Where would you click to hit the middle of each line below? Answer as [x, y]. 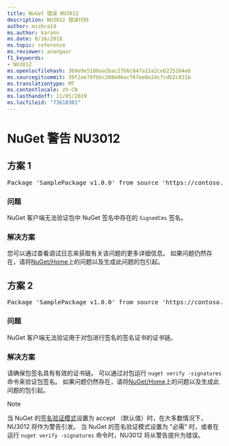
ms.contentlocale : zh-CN [42, 90]
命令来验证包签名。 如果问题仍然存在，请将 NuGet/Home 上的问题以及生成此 [113, 382]
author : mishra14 [32, 26]
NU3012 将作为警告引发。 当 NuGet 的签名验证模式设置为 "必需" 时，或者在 [113, 426]
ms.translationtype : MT [41, 84]
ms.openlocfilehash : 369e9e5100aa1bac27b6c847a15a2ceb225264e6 [99, 71]
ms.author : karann [33, 33]
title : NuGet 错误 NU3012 [43, 13]
